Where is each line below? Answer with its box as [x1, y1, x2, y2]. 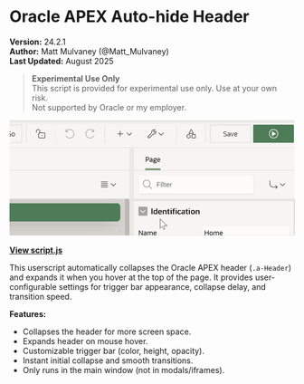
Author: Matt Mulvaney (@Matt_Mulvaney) [9, 45, 169, 56]
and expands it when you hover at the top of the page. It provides [9, 272, 253, 283]
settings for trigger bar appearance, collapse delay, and [58, 281, 267, 292]
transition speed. [9, 291, 72, 302]
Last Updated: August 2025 [9, 55, 115, 66]
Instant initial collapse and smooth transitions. [22, 355, 194, 366]
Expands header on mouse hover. [22, 335, 148, 346]
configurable [9, 281, 57, 292]
